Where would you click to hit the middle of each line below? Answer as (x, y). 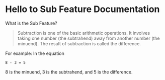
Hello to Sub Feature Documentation (82, 9)
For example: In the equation (35, 53)
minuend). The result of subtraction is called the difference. (79, 43)
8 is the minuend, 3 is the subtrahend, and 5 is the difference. (69, 72)
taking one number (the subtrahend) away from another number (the (89, 38)
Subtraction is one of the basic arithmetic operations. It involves (84, 33)
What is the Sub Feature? (31, 23)
